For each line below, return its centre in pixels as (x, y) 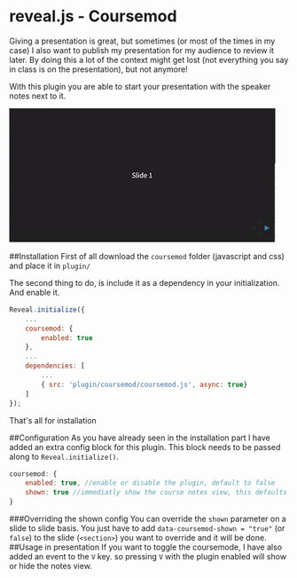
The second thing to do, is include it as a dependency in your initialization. (145, 282)
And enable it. (35, 292)
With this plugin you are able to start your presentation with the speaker (140, 86)
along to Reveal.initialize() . (64, 456)
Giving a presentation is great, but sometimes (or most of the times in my (142, 41)
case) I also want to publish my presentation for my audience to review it (142, 50)
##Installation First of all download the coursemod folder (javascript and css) (147, 256)
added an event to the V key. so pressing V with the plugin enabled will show (148, 557)
